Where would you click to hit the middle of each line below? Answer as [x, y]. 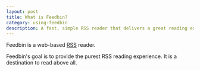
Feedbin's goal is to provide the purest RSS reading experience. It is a [92, 56]
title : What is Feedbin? [37, 17]
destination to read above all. [42, 63]
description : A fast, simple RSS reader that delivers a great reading [97, 28]
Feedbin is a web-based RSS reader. [51, 45]
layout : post [22, 12]
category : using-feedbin [37, 22]
